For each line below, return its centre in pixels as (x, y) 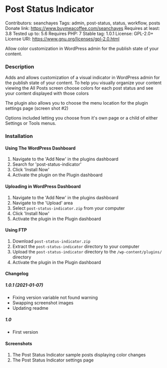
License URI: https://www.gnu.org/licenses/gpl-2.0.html (62, 39)
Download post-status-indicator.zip (51, 241)
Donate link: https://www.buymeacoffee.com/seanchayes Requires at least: (83, 28)
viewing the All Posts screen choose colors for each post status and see (79, 88)
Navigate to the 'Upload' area (43, 203)
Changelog (17, 274)
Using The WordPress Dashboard (40, 148)
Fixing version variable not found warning (55, 298)
